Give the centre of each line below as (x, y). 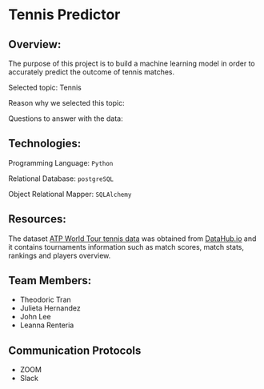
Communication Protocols (75, 350)
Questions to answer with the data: (66, 118)
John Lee (35, 317)
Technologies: (45, 144)
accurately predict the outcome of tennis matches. (92, 72)
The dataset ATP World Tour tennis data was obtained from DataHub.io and (132, 239)
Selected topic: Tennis (45, 87)
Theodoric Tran (46, 300)
